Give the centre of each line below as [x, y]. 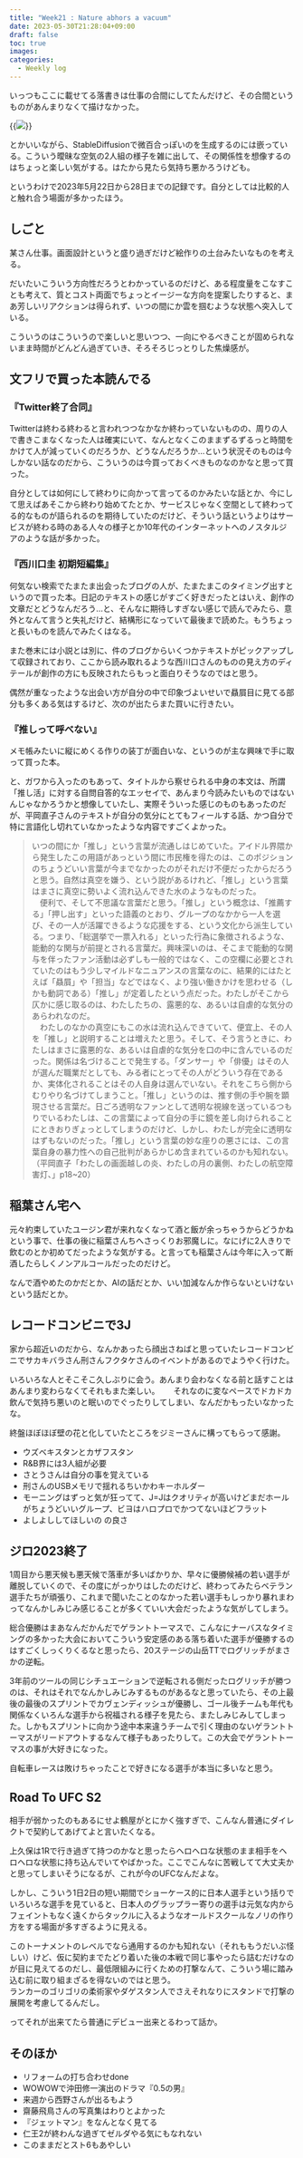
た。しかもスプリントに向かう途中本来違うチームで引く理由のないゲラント [148, 1727]
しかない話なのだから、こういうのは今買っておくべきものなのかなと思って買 [151, 462]
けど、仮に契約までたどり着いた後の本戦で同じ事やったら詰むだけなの [164, 1958]
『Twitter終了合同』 [53, 407]
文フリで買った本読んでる [80, 379]
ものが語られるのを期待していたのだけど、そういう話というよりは [156, 516]
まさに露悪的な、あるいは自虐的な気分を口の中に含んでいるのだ [175, 1050]
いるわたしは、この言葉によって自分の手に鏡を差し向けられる [162, 1118]
